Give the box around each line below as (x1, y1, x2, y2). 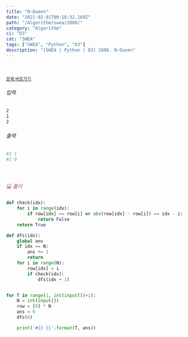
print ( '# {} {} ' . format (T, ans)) (17, 325, 96, 331)
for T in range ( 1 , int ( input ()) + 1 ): (6, 292, 96, 299)
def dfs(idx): (6, 232, 41, 238)
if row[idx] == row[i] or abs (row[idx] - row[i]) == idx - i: (27, 211, 183, 217)
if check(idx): (27, 271, 65, 277)
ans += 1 (27, 249, 49, 255)
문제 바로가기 (6, 76, 31, 82)
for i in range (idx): (17, 205, 70, 212)
